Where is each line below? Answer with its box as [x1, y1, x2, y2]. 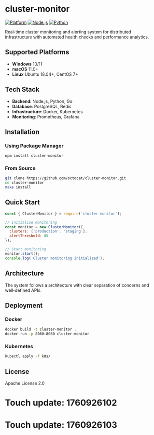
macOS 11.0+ [12, 66, 39, 72]
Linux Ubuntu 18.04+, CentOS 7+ [12, 71, 79, 77]
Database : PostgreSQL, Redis [12, 103, 71, 109]
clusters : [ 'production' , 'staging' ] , [9, 229, 88, 234]
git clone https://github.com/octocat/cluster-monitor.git [5, 176, 126, 181]
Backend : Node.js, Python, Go [12, 98, 72, 104]
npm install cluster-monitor [5, 153, 64, 158]
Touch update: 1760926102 [5, 397, 117, 408]
